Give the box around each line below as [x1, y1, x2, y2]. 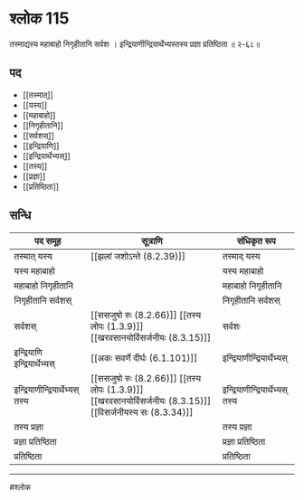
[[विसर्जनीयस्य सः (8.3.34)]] [90, 406, 194, 419]
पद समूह [34, 234, 62, 247]
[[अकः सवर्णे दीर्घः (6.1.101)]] [90, 352, 198, 364]
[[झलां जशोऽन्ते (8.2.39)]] [90, 250, 185, 262]
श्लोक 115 [9, 8, 70, 29]
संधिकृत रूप [236, 234, 276, 247]
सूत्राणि [141, 234, 163, 247]
